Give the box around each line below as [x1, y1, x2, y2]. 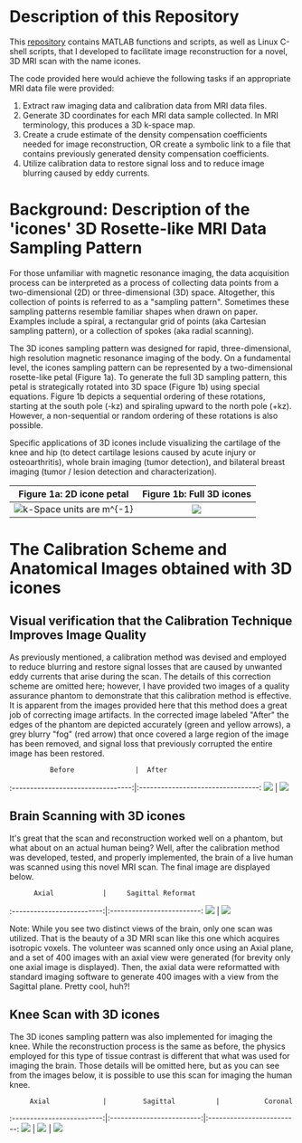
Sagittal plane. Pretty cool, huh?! [9, 980, 131, 992]
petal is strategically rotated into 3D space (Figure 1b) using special [9, 381, 260, 392]
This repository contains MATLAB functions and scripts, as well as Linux [9, 36, 278, 47]
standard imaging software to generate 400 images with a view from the [9, 971, 278, 982]
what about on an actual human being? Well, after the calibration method [9, 842, 280, 852]
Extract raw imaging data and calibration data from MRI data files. [22, 100, 268, 110]
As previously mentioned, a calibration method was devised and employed [9, 652, 288, 662]
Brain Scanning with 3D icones [9, 808, 186, 824]
